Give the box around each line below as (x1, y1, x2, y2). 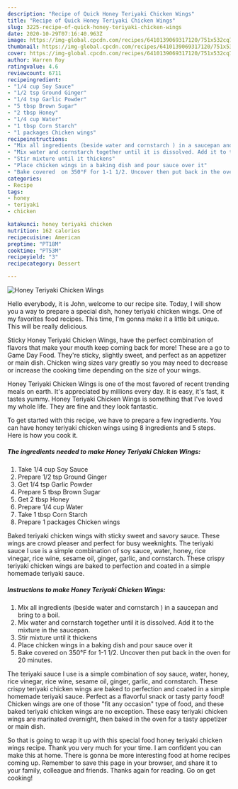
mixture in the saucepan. (17, 625, 91, 634)
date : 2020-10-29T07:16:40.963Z (7, 30, 103, 38)
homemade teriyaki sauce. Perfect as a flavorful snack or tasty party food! (7, 692, 225, 700)
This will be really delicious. (7, 322, 89, 330)
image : (7, 37, 27, 44)
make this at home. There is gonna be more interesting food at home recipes (7, 751, 231, 759)
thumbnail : (7, 43, 40, 50)
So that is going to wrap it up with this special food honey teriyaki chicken (7, 736, 223, 744)
